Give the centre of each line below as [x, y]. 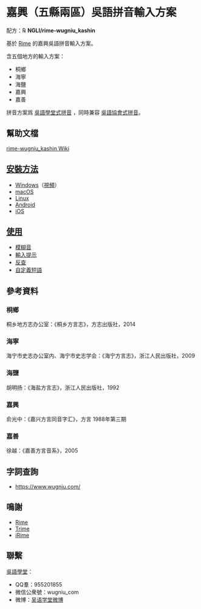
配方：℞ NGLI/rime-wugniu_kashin [51, 30]
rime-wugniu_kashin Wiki [38, 148]
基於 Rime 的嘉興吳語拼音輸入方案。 [51, 43]
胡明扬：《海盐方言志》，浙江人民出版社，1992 [63, 387]
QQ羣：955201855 [39, 584]
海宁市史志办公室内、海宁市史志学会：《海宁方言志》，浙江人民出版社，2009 [101, 356]
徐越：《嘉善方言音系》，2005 [42, 451]
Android [25, 205]
